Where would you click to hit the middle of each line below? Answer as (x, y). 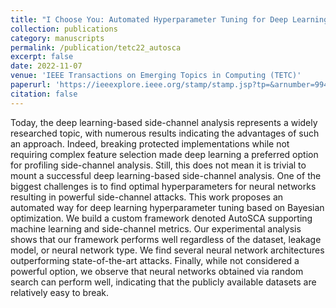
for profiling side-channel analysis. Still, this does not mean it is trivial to (158, 165)
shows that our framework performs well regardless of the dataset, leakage (166, 239)
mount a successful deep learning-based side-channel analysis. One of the (166, 175)
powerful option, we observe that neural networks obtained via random (157, 271)
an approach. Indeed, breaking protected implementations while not (150, 143)
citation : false (44, 94)
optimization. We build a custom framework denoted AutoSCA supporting (161, 218)
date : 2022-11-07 (46, 66)
